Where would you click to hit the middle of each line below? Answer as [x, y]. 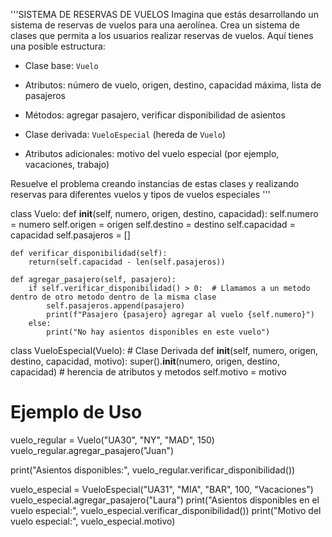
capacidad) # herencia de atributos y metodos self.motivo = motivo [148, 372]
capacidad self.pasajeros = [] [70, 235]
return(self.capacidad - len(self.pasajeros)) [127, 262]
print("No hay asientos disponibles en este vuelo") [158, 332]
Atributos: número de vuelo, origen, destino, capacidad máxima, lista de [173, 85]
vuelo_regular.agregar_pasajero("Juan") [92, 450]
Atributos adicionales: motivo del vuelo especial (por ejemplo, [152, 153]
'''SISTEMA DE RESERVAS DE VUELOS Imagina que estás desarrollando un [164, 14]
